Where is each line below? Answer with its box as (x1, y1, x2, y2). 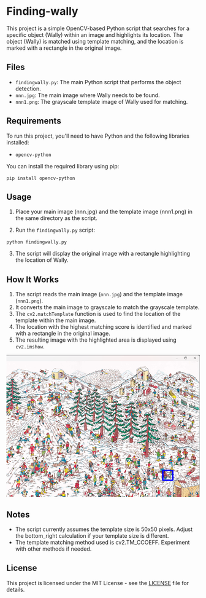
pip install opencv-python (6, 175, 75, 181)
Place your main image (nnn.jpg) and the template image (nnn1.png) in (15, 208, 193, 216)
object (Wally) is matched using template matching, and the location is (6, 37, 184, 45)
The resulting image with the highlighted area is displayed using (15, 336, 177, 344)
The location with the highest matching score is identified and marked (15, 323, 192, 331)
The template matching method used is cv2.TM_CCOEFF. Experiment (15, 538, 190, 546)
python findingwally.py (6, 239, 67, 245)
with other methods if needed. (15, 545, 92, 553)
